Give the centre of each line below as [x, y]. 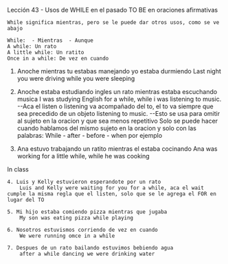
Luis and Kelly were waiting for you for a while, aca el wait [112, 188]
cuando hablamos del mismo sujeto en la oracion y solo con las [107, 128]
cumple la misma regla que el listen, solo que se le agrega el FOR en [112, 194]
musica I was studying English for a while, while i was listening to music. [119, 99]
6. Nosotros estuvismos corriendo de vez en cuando [82, 230]
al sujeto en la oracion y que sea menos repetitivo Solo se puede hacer [117, 121]
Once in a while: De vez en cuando [58, 58]
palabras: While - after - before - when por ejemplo [90, 135]
